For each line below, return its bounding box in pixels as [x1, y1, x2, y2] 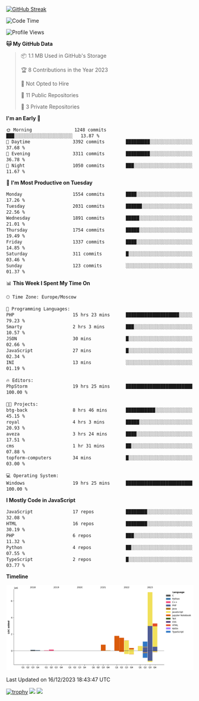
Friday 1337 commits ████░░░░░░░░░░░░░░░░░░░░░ [6, 239, 193, 245]
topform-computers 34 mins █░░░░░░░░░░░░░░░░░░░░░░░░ [6, 455, 193, 461]
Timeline [6, 573, 29, 580]
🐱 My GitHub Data [6, 40, 53, 47]
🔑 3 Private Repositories [20, 103, 80, 110]
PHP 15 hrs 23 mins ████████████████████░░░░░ [6, 312, 193, 318]
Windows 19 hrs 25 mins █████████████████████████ [6, 480, 193, 486]
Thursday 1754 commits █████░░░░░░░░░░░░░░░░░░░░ [6, 227, 193, 233]
